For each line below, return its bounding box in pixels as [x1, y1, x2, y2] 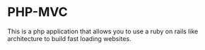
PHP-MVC [7, 4, 69, 20]
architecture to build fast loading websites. [7, 34, 132, 42]
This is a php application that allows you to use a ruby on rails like [7, 27, 199, 35]
